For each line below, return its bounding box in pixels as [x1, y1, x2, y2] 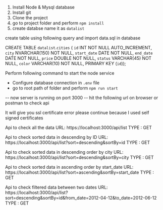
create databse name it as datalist [12, 25, 85, 31]
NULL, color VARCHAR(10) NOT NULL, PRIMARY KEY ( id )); [5, 61, 126, 66]
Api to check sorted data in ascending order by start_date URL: [5, 164, 134, 170]
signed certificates [5, 115, 44, 121]
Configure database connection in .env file [12, 80, 100, 86]
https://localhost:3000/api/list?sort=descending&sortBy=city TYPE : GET [5, 154, 154, 160]
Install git [12, 9, 31, 15]
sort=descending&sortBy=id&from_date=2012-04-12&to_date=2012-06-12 [5, 195, 157, 201]
